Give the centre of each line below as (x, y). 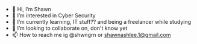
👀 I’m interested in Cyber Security (54, 15)
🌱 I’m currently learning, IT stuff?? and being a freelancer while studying (102, 22)
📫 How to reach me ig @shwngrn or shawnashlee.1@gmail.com (91, 35)
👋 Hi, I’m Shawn (31, 9)
